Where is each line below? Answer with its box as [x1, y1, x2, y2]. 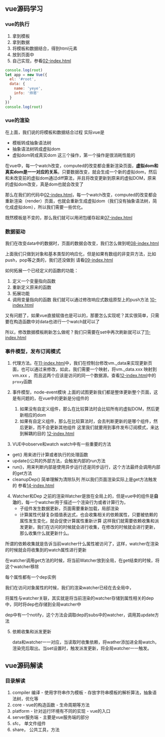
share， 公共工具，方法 [12, 727, 60, 733]
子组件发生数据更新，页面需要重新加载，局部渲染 [19, 505, 119, 511]
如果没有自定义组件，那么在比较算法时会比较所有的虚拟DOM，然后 [19, 406, 156, 412]
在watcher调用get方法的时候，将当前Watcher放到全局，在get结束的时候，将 [5, 557, 160, 563]
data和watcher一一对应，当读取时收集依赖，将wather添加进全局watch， [12, 639, 159, 645]
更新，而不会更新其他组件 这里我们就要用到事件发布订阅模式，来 [24, 425, 155, 431]
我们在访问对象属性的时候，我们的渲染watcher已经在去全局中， [5, 585, 134, 590]
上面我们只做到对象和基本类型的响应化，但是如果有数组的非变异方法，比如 [5, 251, 156, 257]
